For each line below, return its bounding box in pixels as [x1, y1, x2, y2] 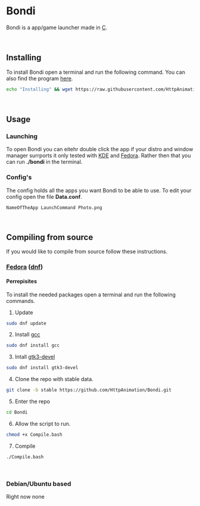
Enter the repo [14, 398, 51, 405]
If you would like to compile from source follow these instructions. [6, 248, 168, 255]
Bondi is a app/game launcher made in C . [6, 24, 108, 31]
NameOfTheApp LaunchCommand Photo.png [6, 204, 102, 211]
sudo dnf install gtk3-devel [6, 365, 79, 371]
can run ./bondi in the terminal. [6, 158, 83, 165]
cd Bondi [6, 410, 28, 416]
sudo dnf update [6, 320, 46, 326]
